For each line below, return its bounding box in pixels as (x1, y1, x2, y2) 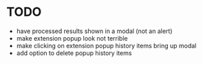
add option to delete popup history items (16, 49, 132, 57)
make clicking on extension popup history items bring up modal (16, 41, 197, 50)
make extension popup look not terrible (16, 34, 128, 42)
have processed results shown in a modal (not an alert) (16, 27, 173, 35)
